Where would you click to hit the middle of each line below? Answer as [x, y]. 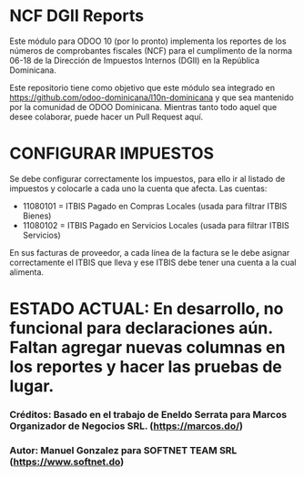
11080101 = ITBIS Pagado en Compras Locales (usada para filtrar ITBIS [155, 206]
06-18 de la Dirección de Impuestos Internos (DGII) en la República [135, 60]
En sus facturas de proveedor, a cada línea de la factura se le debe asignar [150, 252]
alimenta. [26, 272]
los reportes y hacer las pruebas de [146, 367]
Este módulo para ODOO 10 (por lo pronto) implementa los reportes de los [148, 41]
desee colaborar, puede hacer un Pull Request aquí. [106, 117]
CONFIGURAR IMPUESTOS [112, 153]
